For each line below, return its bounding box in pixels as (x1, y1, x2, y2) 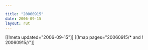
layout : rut (5, 21, 30, 26)
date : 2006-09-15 (5, 16, 42, 21)
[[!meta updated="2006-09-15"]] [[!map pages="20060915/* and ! (5, 34, 143, 40)
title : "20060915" (5, 11, 44, 16)
